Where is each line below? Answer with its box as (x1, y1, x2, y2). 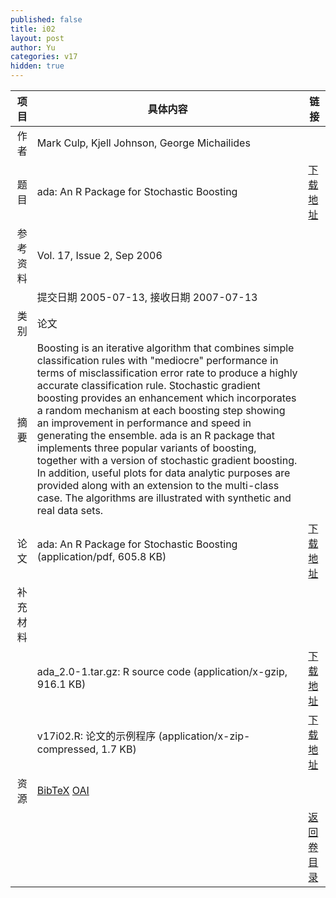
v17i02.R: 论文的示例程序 (36, 729, 157, 743)
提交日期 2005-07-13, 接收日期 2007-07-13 (36, 291, 258, 304)
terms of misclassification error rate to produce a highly (36, 366, 298, 380)
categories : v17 (10, 52, 78, 62)
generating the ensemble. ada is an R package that (36, 429, 276, 442)
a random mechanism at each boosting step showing (36, 404, 286, 417)
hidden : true (10, 61, 65, 71)
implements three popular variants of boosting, (36, 441, 257, 455)
